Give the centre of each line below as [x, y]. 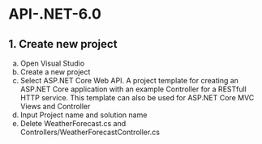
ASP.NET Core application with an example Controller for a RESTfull [133, 89]
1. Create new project [63, 44]
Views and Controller [55, 106]
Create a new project [55, 72]
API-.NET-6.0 [55, 14]
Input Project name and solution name [84, 115]
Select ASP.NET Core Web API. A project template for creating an [129, 80]
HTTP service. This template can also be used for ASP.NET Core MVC [137, 97]
